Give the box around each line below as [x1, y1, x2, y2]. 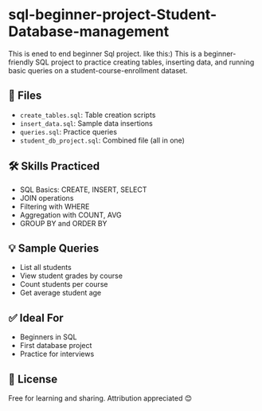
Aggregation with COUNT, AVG [19, 209, 122, 220]
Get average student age [19, 288, 102, 298]
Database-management [8, 22, 170, 41]
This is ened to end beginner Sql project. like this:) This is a [8, 49, 202, 58]
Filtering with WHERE [19, 202, 90, 211]
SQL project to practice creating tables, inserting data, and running [35, 57, 255, 67]
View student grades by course [19, 271, 123, 280]
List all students [19, 263, 72, 272]
